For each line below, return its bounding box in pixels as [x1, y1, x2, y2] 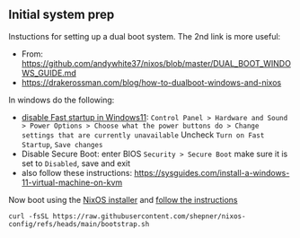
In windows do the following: [8, 94, 115, 105]
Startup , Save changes [21, 138, 103, 149]
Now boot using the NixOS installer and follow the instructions [8, 194, 239, 205]
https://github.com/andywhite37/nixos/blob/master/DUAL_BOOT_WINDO [21, 57, 291, 68]
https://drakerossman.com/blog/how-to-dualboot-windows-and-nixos [21, 76, 282, 88]
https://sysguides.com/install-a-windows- [133, 167, 290, 178]
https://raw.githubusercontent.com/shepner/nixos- [52, 211, 246, 221]
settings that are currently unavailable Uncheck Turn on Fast [21, 129, 265, 140]
